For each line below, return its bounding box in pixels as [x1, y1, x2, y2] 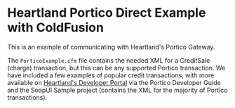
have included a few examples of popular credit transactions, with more [7, 71, 215, 79]
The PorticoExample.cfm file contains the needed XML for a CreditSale [7, 56, 210, 64]
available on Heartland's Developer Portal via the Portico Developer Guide [7, 78, 221, 86]
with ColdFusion [7, 20, 104, 36]
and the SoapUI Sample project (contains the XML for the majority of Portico [7, 86, 228, 94]
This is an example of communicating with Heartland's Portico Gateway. [7, 43, 215, 51]
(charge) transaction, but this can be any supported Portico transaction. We [7, 63, 226, 72]
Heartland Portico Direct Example [7, 5, 206, 21]
